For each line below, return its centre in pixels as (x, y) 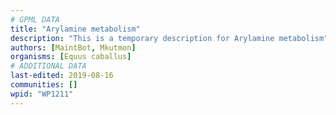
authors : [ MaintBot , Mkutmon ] (73, 47)
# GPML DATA (35, 19)
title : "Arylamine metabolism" (75, 29)
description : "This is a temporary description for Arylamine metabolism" (169, 38)
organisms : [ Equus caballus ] (71, 57)
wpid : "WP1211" (42, 94)
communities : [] (44, 85)
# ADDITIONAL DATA (48, 66)
